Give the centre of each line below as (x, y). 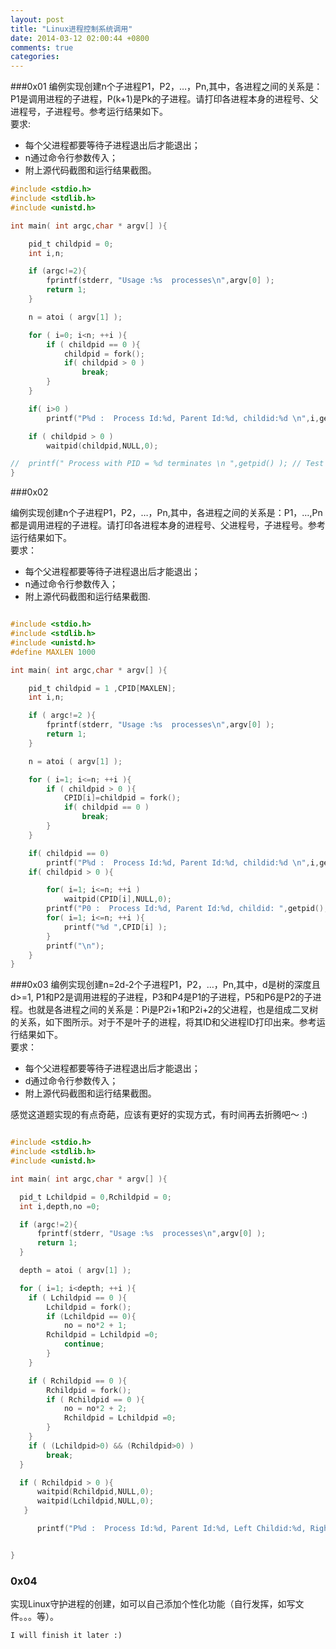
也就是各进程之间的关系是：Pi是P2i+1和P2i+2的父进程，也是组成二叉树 (173, 1010)
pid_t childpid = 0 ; (71, 244)
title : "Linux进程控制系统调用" (71, 29)
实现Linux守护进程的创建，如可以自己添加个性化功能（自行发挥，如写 (153, 1604)
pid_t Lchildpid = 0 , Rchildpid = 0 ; (95, 1197)
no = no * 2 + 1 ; (95, 1326)
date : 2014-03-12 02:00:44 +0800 (80, 38)
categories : (35, 57)
